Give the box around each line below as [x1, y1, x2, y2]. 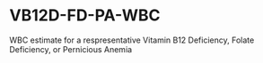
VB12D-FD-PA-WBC [9, 5, 161, 26]
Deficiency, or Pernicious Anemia [9, 43, 133, 54]
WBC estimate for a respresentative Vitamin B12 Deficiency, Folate [9, 35, 255, 45]
